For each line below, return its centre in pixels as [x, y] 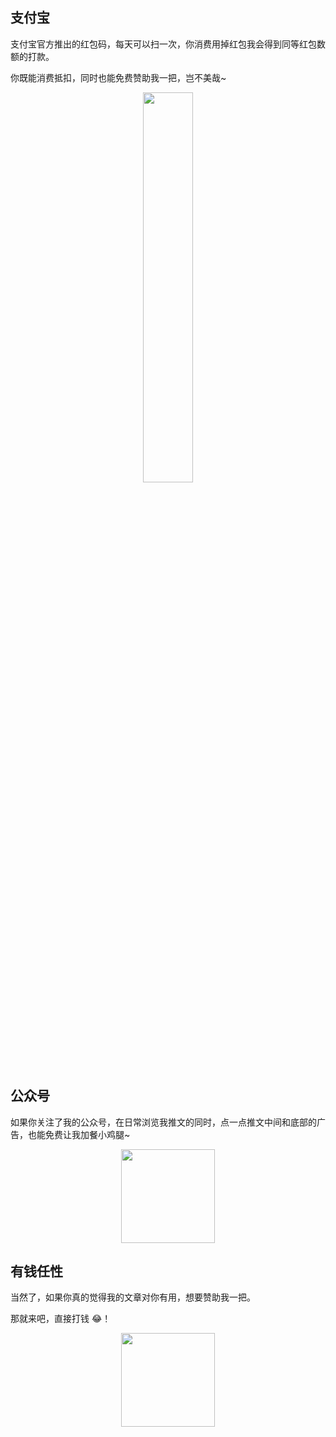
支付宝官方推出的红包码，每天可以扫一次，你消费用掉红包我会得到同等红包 [163, 44]
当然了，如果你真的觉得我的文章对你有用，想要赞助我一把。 [133, 1297]
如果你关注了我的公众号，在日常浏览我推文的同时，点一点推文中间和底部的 [163, 1122]
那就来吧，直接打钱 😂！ [61, 1319]
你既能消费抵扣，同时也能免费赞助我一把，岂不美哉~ [118, 77]
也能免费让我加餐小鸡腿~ [79, 1134]
